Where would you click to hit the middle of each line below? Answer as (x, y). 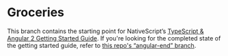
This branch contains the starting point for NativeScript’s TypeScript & (105, 31)
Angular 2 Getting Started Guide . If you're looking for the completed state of (114, 38)
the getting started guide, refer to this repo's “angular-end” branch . (102, 45)
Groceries (36, 12)
